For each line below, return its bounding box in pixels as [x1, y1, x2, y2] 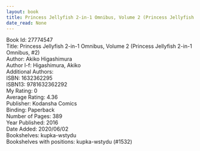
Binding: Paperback [6, 106, 55, 114]
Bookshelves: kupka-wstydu [6, 132, 77, 139]
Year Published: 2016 [6, 119, 59, 126]
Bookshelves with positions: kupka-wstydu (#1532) [6, 138, 133, 146]
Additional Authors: [6, 68, 54, 75]
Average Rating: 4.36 [6, 93, 58, 101]
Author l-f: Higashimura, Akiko [6, 62, 81, 69]
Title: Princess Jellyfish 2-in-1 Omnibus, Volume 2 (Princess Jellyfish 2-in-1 [6, 43, 193, 50]
